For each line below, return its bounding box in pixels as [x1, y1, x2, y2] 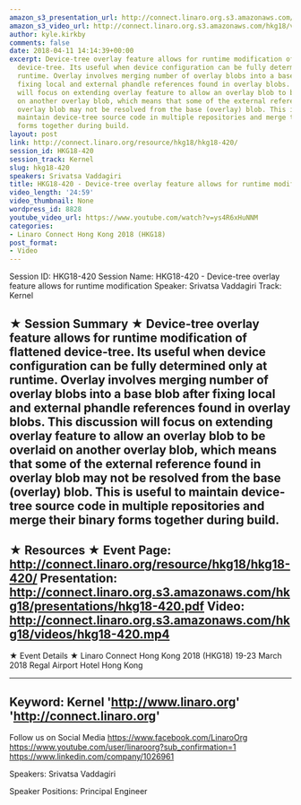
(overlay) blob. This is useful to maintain [9, 484, 239, 499]
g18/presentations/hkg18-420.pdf [9, 598, 204, 614]
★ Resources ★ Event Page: [9, 542, 172, 558]
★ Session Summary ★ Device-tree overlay [9, 316, 260, 332]
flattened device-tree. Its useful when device [9, 344, 266, 359]
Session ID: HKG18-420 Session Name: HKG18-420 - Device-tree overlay [9, 271, 280, 282]
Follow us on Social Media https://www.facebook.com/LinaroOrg [9, 732, 248, 743]
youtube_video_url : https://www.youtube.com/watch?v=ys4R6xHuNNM [9, 212, 258, 222]
